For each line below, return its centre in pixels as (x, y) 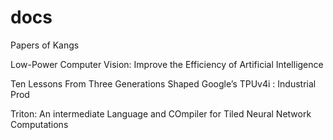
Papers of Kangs (45, 45)
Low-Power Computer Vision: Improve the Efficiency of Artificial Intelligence (167, 64)
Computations (39, 124)
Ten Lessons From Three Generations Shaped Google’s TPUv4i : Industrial (163, 83)
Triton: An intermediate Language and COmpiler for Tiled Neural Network (161, 113)
